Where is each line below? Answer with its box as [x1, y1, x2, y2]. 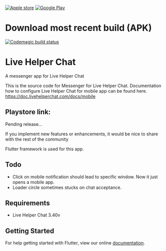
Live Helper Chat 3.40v [12, 212, 60, 218]
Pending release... [5, 121, 42, 127]
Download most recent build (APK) [5, 23, 152, 34]
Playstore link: [5, 108, 51, 116]
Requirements [5, 198, 50, 207]
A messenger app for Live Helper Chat [5, 73, 84, 79]
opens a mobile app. [12, 179, 55, 185]
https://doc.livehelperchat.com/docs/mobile [5, 93, 96, 99]
